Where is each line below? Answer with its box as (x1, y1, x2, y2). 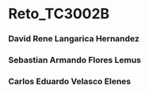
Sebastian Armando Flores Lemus (8, 55, 141, 66)
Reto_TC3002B (8, 5, 110, 23)
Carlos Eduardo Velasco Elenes (8, 76, 132, 87)
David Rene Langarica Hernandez (8, 33, 140, 45)
